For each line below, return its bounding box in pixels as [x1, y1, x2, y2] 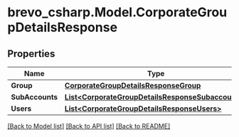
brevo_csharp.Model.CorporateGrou [7, 4, 228, 21]
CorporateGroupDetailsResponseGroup [64, 81, 201, 90]
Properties [7, 48, 55, 60]
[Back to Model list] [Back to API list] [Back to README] [7, 122, 171, 130]
